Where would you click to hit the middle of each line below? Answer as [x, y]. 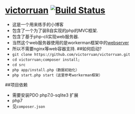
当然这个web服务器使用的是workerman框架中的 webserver [70, 42]
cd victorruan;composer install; [46, 60]
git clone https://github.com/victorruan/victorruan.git [71, 54]
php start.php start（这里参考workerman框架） [57, 75]
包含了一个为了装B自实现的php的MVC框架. [55, 30]
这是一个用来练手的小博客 [38, 24]
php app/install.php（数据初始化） [46, 70]
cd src [19, 65]
